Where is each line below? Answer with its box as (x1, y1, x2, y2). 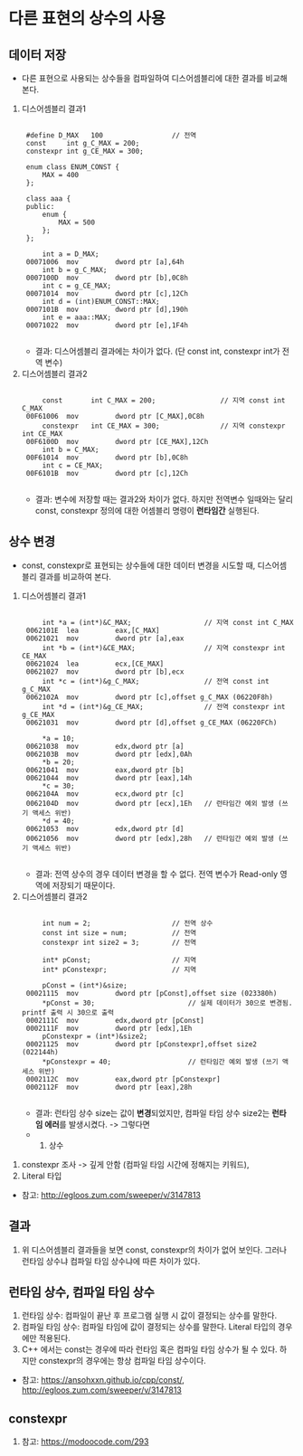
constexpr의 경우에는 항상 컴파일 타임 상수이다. (38, 1356, 207, 1366)
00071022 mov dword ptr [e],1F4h (25, 321, 189, 330)
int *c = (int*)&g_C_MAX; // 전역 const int (42, 676, 270, 685)
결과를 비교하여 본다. (38, 571, 112, 581)
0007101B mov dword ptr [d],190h (25, 305, 189, 314)
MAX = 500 (58, 218, 96, 227)
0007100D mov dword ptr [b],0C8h (25, 273, 189, 282)
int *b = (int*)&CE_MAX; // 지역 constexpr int (42, 643, 286, 652)
